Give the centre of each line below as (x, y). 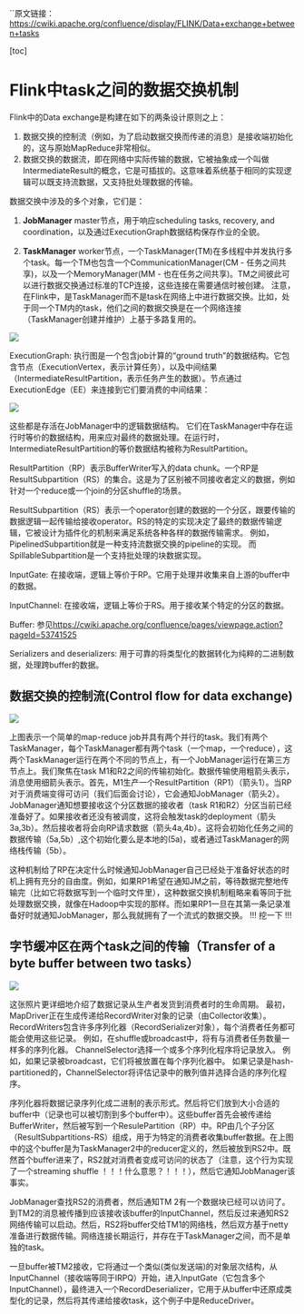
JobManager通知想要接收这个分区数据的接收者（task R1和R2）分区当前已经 (151, 805)
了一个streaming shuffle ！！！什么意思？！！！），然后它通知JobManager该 (152, 1171)
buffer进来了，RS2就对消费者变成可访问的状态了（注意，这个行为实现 (163, 1160)
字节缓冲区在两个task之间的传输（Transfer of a (142, 947)
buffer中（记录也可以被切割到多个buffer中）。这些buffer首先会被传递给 (141, 1114)
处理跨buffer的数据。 (64, 665)
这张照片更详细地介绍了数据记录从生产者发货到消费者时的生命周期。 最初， (150, 1004)
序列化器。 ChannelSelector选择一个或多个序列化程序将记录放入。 (157, 1049)
